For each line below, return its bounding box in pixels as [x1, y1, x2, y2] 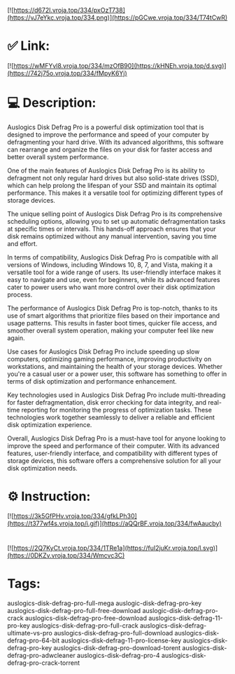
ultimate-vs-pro [7, 628, 52, 637]
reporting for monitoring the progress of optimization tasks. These [21, 405, 212, 414]
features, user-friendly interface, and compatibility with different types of [7, 449, 218, 457]
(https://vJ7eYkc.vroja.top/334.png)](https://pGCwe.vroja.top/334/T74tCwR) [7, 13, 228, 22]
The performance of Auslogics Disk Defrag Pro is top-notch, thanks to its [7, 304, 218, 312]
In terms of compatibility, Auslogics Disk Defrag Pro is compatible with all [7, 252, 218, 262]
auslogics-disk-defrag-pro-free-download [24, 614, 148, 622]
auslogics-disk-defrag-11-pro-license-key [61, 636, 182, 645]
